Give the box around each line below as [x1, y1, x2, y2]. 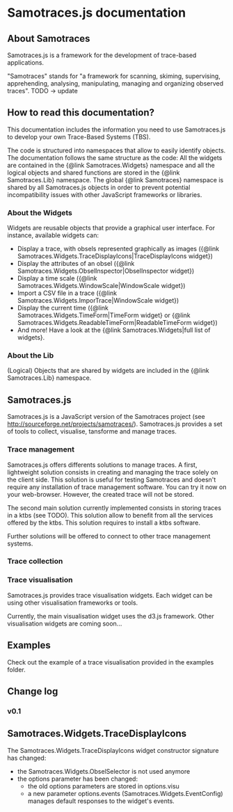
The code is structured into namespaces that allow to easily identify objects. [7, 146, 226, 154]
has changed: [7, 754, 47, 762]
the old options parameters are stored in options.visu [27, 781, 179, 790]
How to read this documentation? [7, 106, 155, 119]
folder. [7, 665, 26, 674]
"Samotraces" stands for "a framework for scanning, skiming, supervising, [7, 72, 220, 80]
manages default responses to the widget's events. [27, 797, 175, 805]
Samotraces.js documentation [7, 5, 186, 21]
